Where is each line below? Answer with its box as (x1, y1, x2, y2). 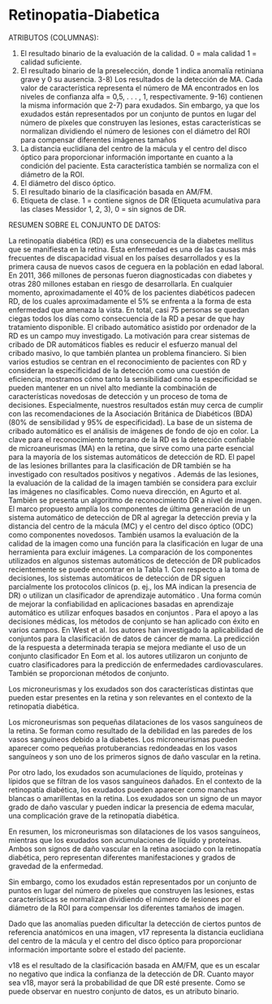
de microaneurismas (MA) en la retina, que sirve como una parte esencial (8, 443, 254, 453)
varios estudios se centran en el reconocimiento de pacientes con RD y (8, 357, 248, 366)
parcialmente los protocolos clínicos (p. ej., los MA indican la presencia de (8, 581, 257, 591)
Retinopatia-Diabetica (8, 6, 160, 24)
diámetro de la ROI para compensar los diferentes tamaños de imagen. (8, 902, 245, 913)
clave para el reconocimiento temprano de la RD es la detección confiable (8, 434, 256, 445)
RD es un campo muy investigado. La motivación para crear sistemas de (8, 331, 250, 340)
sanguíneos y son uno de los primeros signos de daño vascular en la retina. (8, 752, 261, 761)
